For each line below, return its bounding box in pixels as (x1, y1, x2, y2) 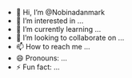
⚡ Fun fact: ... (15, 62, 60, 72)
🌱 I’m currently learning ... (15, 25, 102, 33)
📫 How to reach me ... (15, 42, 90, 51)
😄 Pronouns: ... (15, 53, 68, 63)
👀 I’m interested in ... (15, 16, 84, 25)
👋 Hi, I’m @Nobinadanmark (15, 8, 106, 17)
